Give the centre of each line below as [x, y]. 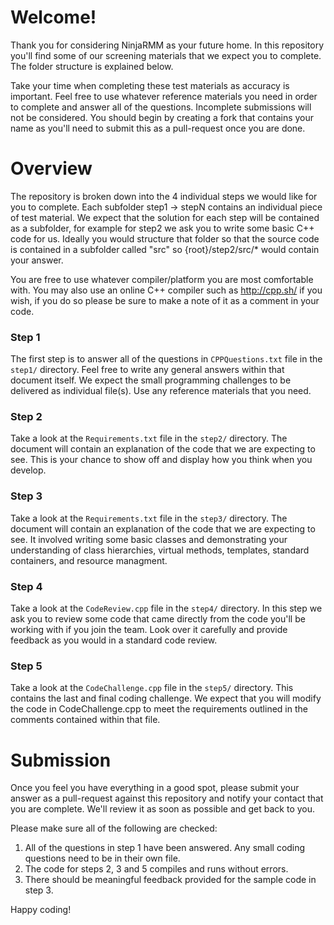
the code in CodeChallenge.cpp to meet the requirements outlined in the [159, 709]
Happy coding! [41, 910]
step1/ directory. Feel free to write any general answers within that [147, 370]
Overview [51, 168]
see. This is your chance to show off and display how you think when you [161, 460]
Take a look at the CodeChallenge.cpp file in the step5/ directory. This [152, 688]
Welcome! [53, 17]
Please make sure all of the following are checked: [114, 828]
